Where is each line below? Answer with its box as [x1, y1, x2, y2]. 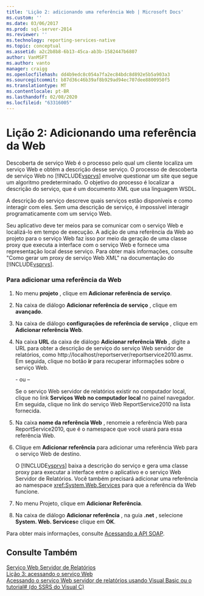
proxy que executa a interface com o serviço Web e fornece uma [6, 241, 169, 248]
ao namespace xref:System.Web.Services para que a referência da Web [15, 481, 197, 489]
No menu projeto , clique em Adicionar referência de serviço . [15, 289, 172, 296]
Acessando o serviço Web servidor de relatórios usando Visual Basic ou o [6, 576, 192, 584]
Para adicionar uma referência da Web [6, 276, 122, 284]
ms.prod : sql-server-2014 [6, 26, 72, 32]
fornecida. [15, 407, 41, 414]
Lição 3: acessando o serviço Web [6, 570, 93, 577]
